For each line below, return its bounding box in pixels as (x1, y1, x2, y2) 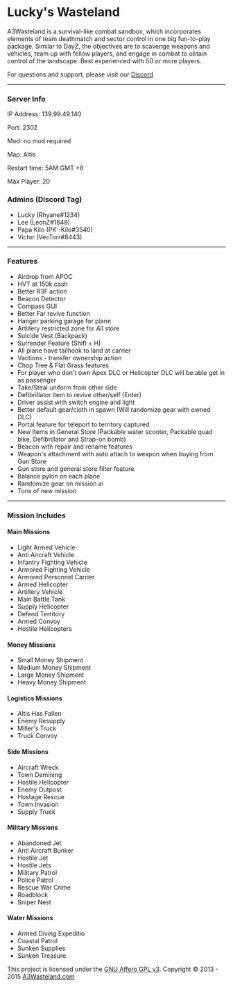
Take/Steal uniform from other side (17, 383, 117, 392)
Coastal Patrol (17, 936, 58, 945)
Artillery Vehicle (17, 587, 63, 595)
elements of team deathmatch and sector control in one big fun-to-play (7, 34, 211, 42)
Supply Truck (17, 808, 55, 816)
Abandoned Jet (17, 839, 62, 847)
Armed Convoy (17, 617, 61, 625)
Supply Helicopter (17, 602, 69, 611)
